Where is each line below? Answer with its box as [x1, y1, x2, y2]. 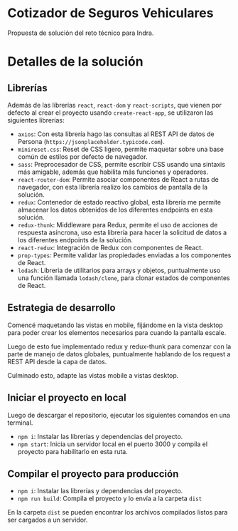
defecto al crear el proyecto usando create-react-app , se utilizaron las [7, 108, 214, 117]
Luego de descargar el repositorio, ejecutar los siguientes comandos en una [7, 411, 231, 419]
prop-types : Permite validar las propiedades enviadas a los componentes [17, 251, 232, 259]
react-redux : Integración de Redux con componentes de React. [17, 243, 204, 252]
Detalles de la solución [7, 53, 144, 70]
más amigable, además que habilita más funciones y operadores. [17, 167, 209, 176]
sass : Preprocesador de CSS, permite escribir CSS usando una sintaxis [17, 160, 226, 168]
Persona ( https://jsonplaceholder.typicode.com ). [17, 137, 165, 145]
